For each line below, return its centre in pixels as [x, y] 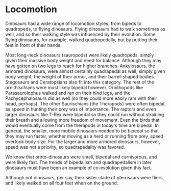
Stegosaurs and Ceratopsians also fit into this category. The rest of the [80, 82]
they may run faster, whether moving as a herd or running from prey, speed [84, 136]
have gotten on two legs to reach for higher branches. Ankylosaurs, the [80, 66]
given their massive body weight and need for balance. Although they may [83, 60]
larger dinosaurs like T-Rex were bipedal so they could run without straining [85, 114]
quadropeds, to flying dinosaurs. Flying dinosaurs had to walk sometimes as [86, 29]
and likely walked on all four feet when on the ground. [62, 183]
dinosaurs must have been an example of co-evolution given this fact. [79, 168]
